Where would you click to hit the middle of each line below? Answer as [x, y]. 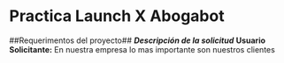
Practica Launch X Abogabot [117, 16]
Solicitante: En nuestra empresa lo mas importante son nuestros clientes [142, 49]
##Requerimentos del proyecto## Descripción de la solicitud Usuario [138, 40]
